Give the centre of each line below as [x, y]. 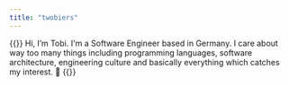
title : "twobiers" [44, 17]
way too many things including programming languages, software [131, 52]
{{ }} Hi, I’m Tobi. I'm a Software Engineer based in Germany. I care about [144, 43]
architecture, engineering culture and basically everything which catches [145, 62]
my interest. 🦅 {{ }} [43, 72]
